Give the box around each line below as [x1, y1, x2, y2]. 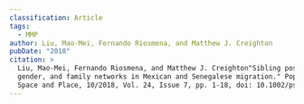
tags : [9, 22, 30, 31]
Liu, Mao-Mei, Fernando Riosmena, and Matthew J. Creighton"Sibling [17, 64, 281, 73]
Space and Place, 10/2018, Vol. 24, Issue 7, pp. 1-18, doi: [17, 80, 253, 90]
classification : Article [9, 13, 103, 23]
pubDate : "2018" [9, 47, 71, 56]
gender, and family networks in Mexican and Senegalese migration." [17, 72, 281, 81]
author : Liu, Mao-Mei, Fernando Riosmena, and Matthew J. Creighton [9, 38, 273, 48]
